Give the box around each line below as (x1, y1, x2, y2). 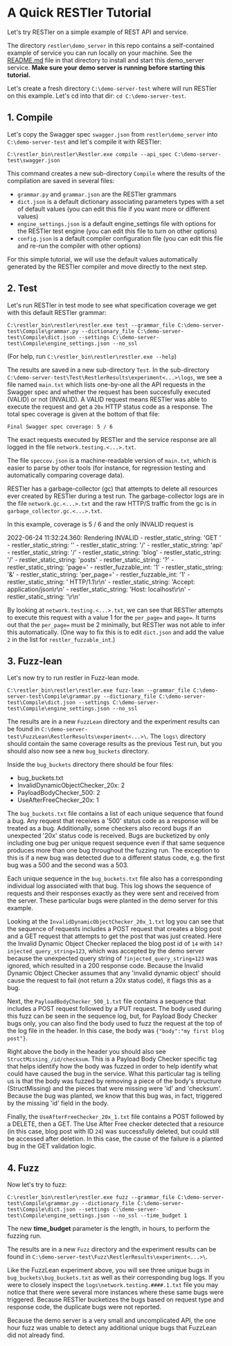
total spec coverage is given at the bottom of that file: (7, 409, 160, 418)
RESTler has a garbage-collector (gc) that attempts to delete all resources (7, 484, 218, 493)
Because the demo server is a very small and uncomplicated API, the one (7, 1316, 216, 1324)
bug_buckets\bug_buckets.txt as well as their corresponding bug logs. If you (7, 1273, 225, 1281)
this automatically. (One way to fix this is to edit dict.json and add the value (7, 628, 224, 636)
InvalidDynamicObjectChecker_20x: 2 (17, 781, 125, 790)
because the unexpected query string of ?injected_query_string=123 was (7, 954, 218, 962)
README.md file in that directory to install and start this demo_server (7, 56, 204, 64)
